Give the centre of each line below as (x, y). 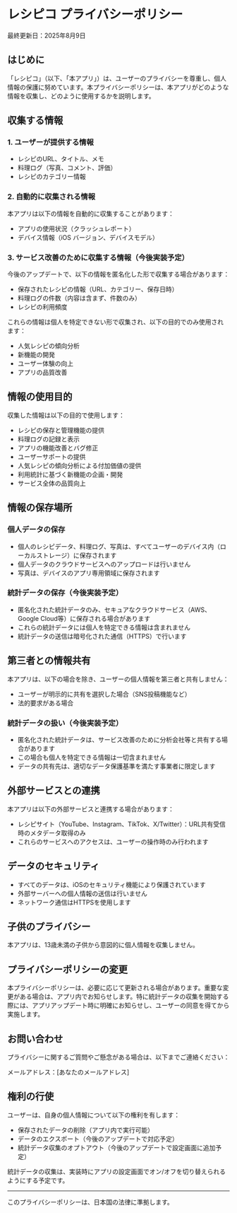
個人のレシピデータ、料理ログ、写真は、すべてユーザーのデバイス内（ (119, 546)
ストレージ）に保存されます (77, 555)
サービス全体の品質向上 (51, 483)
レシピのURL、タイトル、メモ (61, 159)
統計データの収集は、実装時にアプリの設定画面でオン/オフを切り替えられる (117, 1171)
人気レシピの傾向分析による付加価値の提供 (79, 465)
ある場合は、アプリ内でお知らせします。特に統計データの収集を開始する (124, 997)
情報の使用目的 (40, 397)
